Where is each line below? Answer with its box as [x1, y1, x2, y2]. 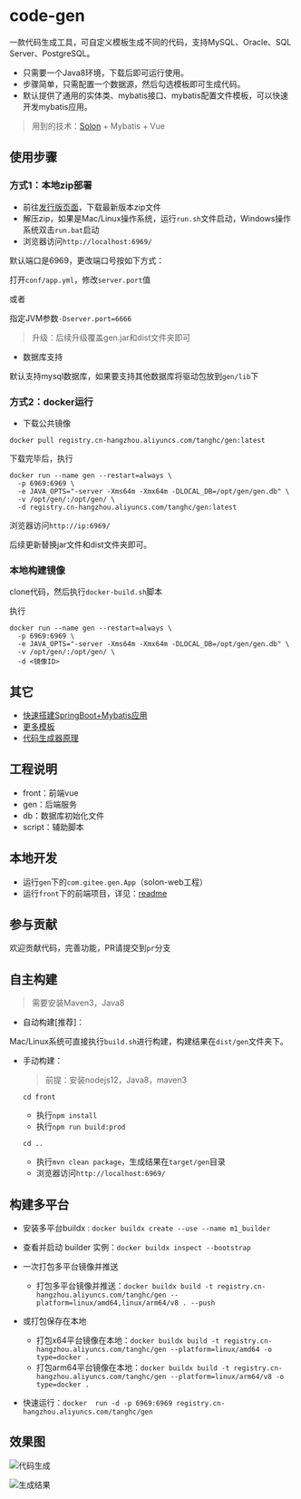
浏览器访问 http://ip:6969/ [9, 519, 111, 531]
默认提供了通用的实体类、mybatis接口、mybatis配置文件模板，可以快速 [22, 90, 288, 101]
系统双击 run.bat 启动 [22, 224, 100, 235]
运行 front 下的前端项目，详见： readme [22, 887, 168, 898]
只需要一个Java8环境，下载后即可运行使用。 [22, 67, 189, 78]
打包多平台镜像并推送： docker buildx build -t [35, 1280, 214, 1291]
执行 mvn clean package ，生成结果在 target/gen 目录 [35, 1156, 226, 1167]
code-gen [9, 5, 85, 26]
